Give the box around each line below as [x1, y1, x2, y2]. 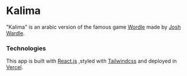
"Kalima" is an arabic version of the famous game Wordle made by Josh [6, 23, 181, 30]
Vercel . [6, 64, 24, 71]
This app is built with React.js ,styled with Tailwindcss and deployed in [6, 57, 177, 65]
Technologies [6, 44, 46, 52]
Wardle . [6, 29, 25, 36]
